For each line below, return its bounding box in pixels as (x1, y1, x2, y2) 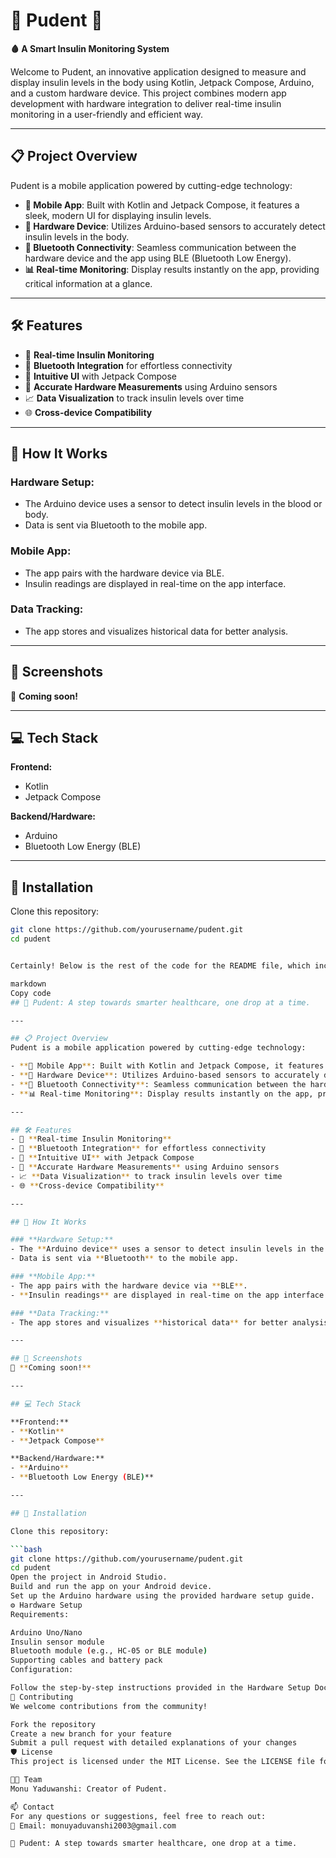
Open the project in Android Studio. (10, 1572, 168, 1583)
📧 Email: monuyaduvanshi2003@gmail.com (10, 1820, 177, 1831)
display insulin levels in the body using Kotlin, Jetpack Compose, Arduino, (10, 76, 315, 88)
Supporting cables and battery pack (10, 1655, 163, 1666)
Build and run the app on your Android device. (10, 1582, 213, 1592)
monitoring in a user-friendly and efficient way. (10, 108, 204, 120)
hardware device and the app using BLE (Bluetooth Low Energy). (24, 252, 292, 264)
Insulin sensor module (10, 1637, 105, 1647)
